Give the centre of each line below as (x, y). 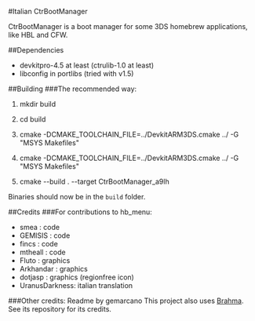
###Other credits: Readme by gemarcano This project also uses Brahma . (126, 301)
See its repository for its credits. (60, 309)
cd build (33, 119)
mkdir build (38, 104)
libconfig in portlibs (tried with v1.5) (76, 73)
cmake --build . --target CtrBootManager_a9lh (95, 181)
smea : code (40, 227)
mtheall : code (42, 252)
